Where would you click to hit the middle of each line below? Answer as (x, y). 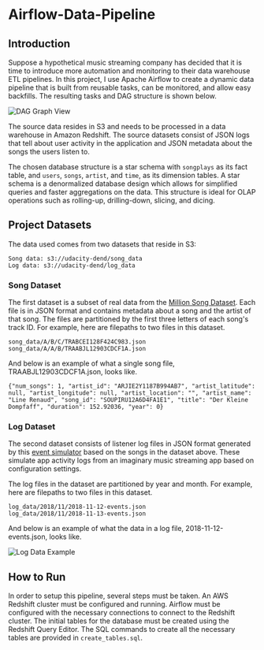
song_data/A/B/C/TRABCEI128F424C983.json (77, 342)
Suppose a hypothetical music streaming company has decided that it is (125, 62)
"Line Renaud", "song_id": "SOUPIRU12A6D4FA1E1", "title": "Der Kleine (128, 400)
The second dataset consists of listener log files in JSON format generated (130, 444)
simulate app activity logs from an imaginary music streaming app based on (131, 461)
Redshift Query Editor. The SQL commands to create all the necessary (122, 630)
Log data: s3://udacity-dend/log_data (72, 266)
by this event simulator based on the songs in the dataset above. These (124, 452)
